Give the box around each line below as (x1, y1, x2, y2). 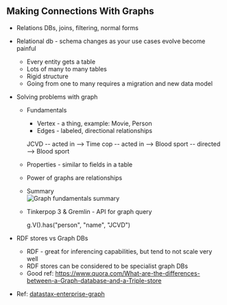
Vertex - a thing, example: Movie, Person (36, 119, 152, 127)
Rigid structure (26, 72, 69, 80)
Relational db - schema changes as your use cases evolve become (16, 37, 206, 45)
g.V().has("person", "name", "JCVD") (26, 221, 131, 229)
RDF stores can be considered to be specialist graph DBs (26, 262, 189, 270)
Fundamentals (26, 106, 67, 114)
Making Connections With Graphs (6, 5, 154, 17)
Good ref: (26, 269, 54, 277)
